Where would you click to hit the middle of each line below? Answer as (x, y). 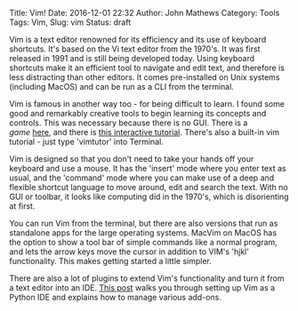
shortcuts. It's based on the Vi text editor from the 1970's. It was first (135, 49)
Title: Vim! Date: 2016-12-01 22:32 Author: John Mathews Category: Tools (145, 13)
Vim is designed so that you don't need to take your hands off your (132, 159)
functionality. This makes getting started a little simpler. (110, 261)
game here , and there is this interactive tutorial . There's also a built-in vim (145, 132)
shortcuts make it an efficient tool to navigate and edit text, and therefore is (147, 68)
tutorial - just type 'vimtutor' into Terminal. (87, 142)
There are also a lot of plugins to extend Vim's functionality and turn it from (147, 278)
